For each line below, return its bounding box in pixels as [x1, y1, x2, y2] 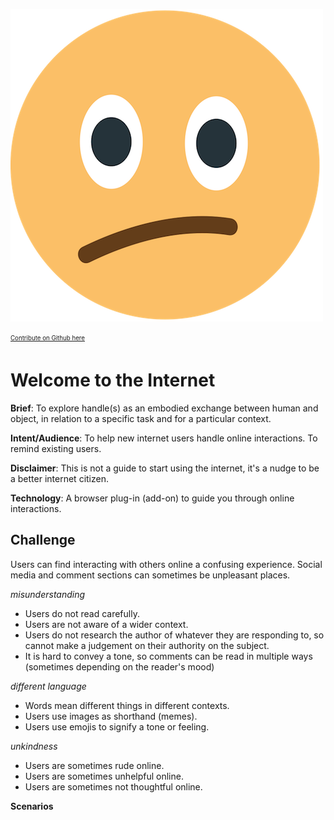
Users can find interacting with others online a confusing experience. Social [10, 558, 323, 570]
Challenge [10, 532, 76, 549]
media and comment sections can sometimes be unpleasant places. [10, 569, 291, 581]
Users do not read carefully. [24, 607, 140, 619]
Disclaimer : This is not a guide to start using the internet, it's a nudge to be [10, 462, 320, 474]
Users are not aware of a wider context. [24, 618, 189, 630]
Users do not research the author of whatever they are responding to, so [24, 629, 325, 641]
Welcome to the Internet [10, 369, 216, 391]
